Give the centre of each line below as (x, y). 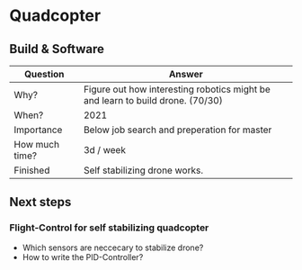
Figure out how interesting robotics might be (178, 89)
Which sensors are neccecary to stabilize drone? (113, 247)
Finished (32, 170)
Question (44, 74)
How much (37, 144)
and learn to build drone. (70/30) (153, 100)
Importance (38, 130)
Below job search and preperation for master (178, 130)
